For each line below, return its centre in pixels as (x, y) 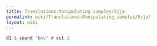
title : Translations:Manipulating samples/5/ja (66, 11)
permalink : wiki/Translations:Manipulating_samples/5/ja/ (78, 17)
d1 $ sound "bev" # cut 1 (38, 38)
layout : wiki (22, 22)
